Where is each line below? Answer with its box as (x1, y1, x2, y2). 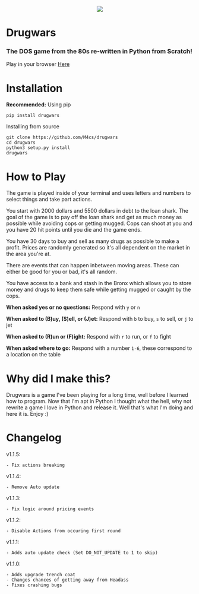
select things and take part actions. (6, 196, 93, 203)
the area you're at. (6, 250, 52, 258)
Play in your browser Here (6, 61, 70, 68)
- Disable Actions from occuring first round (6, 528, 121, 534)
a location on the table (6, 351, 61, 358)
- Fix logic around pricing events (6, 506, 94, 512)
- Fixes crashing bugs (6, 582, 62, 588)
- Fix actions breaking (6, 462, 65, 469)
